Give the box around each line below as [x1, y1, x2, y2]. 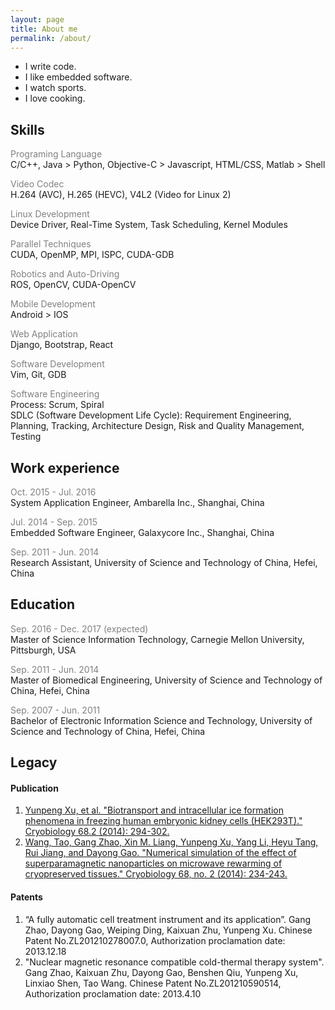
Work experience [10, 459, 120, 476]
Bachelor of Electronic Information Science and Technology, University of [10, 714, 313, 726]
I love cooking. [24, 92, 86, 105]
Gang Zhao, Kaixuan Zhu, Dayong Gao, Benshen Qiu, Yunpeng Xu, [24, 966, 299, 978]
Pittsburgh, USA [10, 644, 77, 656]
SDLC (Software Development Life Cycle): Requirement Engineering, [10, 409, 292, 421]
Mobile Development [10, 298, 96, 310]
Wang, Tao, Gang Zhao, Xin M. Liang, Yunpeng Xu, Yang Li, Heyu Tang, [24, 836, 319, 848]
